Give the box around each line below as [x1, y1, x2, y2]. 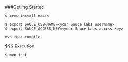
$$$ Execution [5, 43, 35, 49]
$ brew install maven [5, 14, 49, 18]
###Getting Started [5, 4, 44, 10]
